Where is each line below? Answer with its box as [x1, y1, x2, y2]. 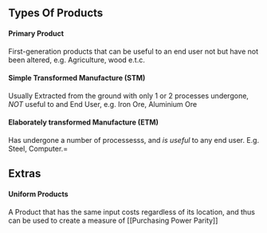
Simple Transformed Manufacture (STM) [8, 73, 146, 83]
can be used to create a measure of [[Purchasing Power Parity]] [8, 215, 218, 225]
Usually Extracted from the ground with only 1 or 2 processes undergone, [8, 91, 249, 101]
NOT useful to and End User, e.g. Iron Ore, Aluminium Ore [8, 99, 198, 109]
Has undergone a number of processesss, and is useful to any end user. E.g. [8, 136, 260, 144]
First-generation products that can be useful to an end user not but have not [8, 46, 259, 56]
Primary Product [8, 28, 65, 38]
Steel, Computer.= [8, 144, 69, 153]
